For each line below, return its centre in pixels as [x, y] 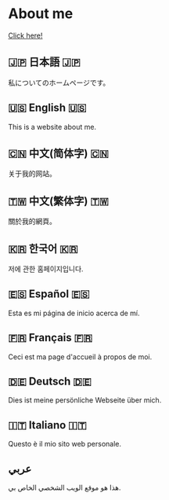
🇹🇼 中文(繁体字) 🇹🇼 [59, 201]
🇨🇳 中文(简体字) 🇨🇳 [59, 153]
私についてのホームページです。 [59, 83]
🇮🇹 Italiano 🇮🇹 [48, 425]
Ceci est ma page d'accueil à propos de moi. [80, 357]
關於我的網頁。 [32, 222]
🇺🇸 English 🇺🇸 [47, 108]
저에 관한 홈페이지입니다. [46, 269]
